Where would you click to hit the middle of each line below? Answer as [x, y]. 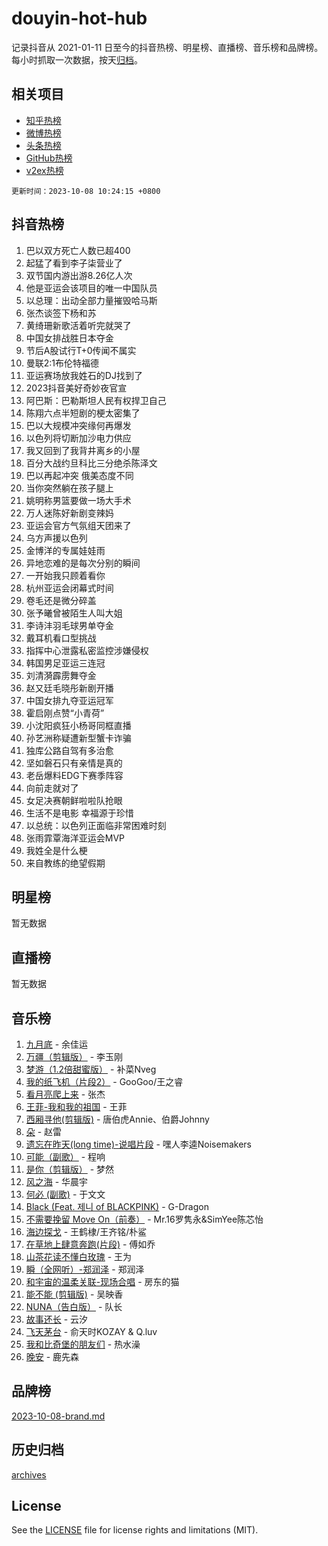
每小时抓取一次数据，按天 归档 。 [77, 59]
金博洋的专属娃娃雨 [65, 550]
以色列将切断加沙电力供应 [78, 438]
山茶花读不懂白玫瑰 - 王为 [79, 1256]
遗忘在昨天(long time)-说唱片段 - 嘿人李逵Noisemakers [138, 1144]
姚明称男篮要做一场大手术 [78, 500]
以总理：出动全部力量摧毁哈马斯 [91, 300]
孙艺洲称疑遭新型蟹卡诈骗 [78, 738]
